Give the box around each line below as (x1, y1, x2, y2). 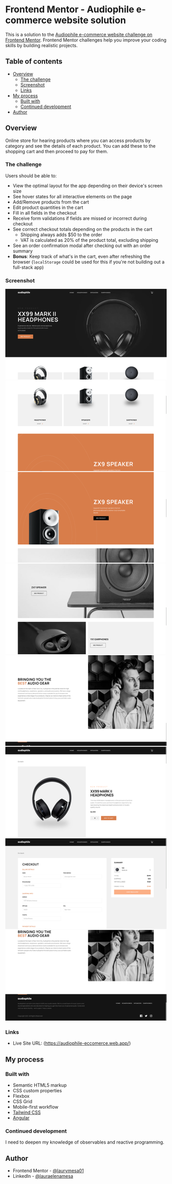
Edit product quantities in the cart (12, 204, 83, 211)
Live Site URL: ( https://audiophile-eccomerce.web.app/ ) (12, 1040, 131, 1046)
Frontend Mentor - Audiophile (5, 4, 135, 15)
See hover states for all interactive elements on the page (12, 193, 132, 199)
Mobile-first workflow (12, 1104, 59, 1110)
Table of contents (5, 57, 62, 66)
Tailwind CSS (12, 1109, 41, 1115)
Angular (12, 1115, 30, 1121)
